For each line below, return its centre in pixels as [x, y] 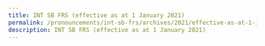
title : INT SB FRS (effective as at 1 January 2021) [97, 15]
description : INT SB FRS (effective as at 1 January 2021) [107, 30]
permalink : [26, 23]
